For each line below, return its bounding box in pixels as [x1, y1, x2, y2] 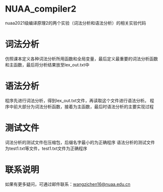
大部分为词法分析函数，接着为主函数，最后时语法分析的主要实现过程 [17, 103, 154, 110]
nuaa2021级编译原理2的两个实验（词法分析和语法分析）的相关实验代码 [5, 20, 147, 26]
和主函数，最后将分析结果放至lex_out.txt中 [5, 62, 90, 67]
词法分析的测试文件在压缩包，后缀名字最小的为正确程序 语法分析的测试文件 [5, 139, 155, 145]
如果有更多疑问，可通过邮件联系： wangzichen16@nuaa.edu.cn [5, 181, 130, 187]
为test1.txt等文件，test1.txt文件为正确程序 [5, 145, 87, 151]
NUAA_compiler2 [5, 3, 77, 15]
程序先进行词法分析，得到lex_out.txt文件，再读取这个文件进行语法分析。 [5, 97, 149, 103]
